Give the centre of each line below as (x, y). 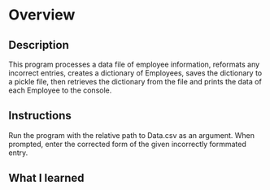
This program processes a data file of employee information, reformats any (134, 64)
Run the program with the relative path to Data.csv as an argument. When (131, 135)
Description (39, 45)
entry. (18, 153)
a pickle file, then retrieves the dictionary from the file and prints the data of (135, 82)
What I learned (46, 178)
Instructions (40, 116)
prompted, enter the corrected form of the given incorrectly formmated (127, 144)
